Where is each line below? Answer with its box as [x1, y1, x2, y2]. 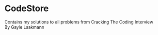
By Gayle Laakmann [4, 24, 45, 30]
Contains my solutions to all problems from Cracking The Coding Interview [4, 19, 154, 25]
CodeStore [4, 3, 49, 14]
